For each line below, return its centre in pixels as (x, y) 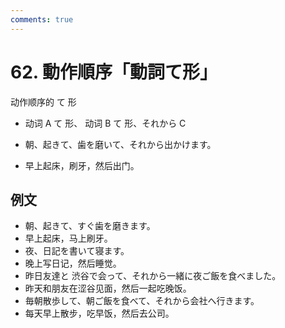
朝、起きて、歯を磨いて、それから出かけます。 (120, 144)
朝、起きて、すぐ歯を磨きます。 (90, 226)
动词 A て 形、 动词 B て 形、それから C (105, 123)
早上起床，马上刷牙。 (68, 238)
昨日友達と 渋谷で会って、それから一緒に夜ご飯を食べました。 (153, 276)
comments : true (42, 19)
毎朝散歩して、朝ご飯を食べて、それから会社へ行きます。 (142, 301)
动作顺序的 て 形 (43, 102)
